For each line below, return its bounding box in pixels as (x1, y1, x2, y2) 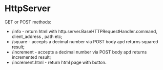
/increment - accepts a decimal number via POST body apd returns (11, 49, 147, 55)
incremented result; (11, 54, 51, 60)
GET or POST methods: (4, 19, 52, 25)
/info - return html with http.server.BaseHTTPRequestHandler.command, (11, 28, 157, 34)
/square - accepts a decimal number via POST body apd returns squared (11, 38, 158, 44)
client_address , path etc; (11, 34, 63, 39)
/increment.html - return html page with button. (11, 59, 107, 65)
